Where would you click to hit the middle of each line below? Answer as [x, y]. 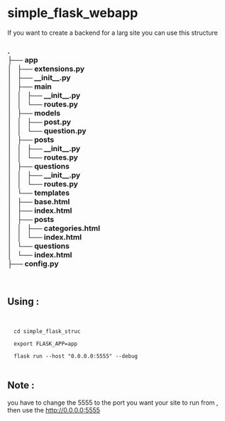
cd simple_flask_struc [47, 332]
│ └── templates [38, 193]
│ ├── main [29, 86]
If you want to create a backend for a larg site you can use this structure [113, 33]
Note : [21, 385]
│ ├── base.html [39, 201]
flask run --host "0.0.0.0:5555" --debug [76, 357]
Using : [23, 302]
